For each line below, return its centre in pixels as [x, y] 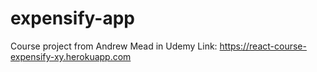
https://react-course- [263, 46]
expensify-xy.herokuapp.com [71, 56]
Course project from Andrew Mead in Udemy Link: [114, 46]
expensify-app [72, 18]
